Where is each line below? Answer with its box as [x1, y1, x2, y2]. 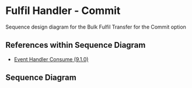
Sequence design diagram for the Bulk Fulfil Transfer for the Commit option [5, 23, 186, 30]
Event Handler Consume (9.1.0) [13, 55, 89, 62]
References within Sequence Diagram [5, 40, 146, 50]
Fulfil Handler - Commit [5, 4, 121, 17]
